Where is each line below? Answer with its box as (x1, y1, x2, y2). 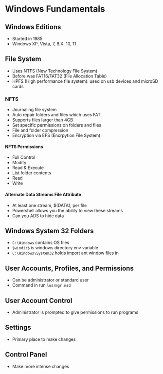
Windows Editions (5, 23, 61, 31)
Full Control (12, 154, 36, 160)
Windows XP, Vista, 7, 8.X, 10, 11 (12, 41, 76, 47)
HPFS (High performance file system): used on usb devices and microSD (12, 78, 159, 84)
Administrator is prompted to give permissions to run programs (12, 309, 139, 315)
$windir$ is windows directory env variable (12, 245, 99, 251)
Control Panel (5, 351, 47, 359)
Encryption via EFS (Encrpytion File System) (12, 132, 101, 138)
